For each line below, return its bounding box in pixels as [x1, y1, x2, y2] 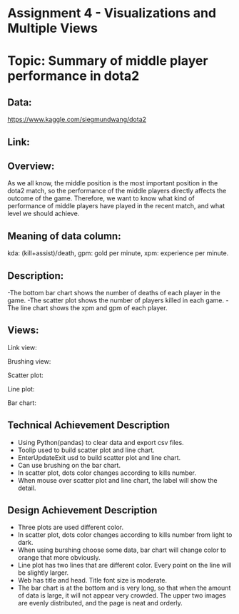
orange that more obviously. [17, 553, 101, 562]
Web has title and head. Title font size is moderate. [17, 576, 168, 585]
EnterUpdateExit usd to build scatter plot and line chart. [17, 453, 181, 461]
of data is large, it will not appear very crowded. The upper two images [17, 591, 226, 600]
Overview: [7, 160, 55, 172]
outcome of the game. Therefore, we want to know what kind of [7, 194, 195, 203]
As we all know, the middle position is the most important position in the [7, 179, 218, 188]
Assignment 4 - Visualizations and [7, 5, 216, 21]
